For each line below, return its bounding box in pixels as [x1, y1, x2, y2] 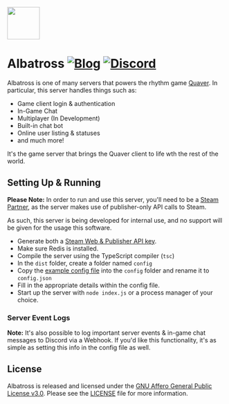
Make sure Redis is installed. [17, 244, 99, 252]
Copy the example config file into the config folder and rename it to [17, 266, 210, 275]
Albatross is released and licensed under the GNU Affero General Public [7, 381, 212, 390]
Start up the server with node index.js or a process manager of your [17, 288, 213, 297]
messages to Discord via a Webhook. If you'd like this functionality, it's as [7, 336, 217, 345]
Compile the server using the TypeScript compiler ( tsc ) [17, 251, 175, 259]
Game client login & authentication [17, 99, 116, 107]
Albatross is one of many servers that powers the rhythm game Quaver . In [7, 78, 218, 86]
